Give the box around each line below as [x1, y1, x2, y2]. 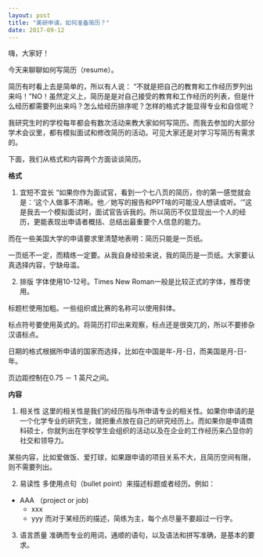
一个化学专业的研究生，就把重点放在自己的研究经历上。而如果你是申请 [19, 417, 247, 426]
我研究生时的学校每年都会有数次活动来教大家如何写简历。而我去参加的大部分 [8, 118, 255, 128]
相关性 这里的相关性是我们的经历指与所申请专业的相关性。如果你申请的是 [19, 406, 255, 416]
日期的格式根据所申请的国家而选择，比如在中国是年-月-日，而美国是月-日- [8, 347, 247, 356]
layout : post [8, 11, 51, 20]
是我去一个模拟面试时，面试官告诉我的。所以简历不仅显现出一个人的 [19, 207, 240, 217]
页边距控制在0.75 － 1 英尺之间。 [8, 373, 113, 383]
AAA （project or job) [19, 496, 89, 505]
